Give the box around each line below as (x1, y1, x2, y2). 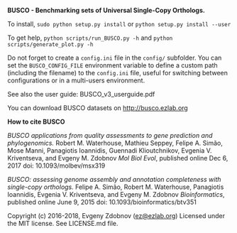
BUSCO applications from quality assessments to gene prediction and (7, 131, 213, 139)
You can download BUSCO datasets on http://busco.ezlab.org (7, 104, 188, 112)
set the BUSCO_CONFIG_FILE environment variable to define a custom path (7, 61, 218, 70)
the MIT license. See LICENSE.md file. (7, 220, 118, 227)
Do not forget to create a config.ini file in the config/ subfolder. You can (7, 53, 222, 62)
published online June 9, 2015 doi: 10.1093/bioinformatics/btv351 (7, 198, 197, 206)
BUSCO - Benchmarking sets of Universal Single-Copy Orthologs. (7, 6, 206, 14)
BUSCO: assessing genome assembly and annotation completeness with (7, 175, 221, 183)
